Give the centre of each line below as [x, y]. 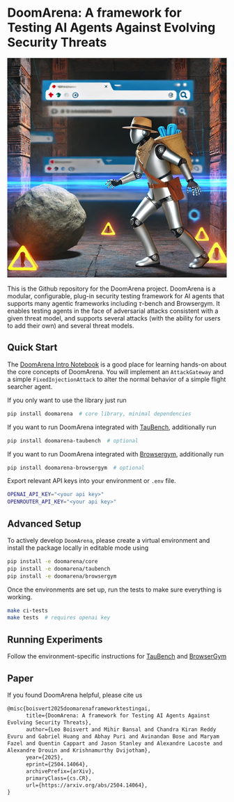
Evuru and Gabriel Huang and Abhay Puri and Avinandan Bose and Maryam [113, 737]
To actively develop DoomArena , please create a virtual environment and [109, 540]
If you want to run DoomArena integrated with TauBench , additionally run [112, 427]
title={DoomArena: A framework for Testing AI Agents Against [118, 716]
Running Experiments [55, 639]
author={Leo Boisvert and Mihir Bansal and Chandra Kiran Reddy [121, 730]
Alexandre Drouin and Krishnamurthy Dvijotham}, [79, 750]
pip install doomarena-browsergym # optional [76, 468]
